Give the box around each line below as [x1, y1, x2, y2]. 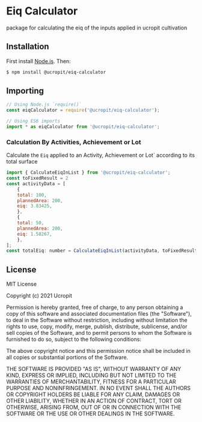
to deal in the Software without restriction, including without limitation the [6, 317, 188, 324]
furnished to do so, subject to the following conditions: [6, 335, 141, 343]
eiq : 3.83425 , [17, 203, 52, 209]
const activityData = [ [6, 180, 66, 187]
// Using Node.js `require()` [6, 102, 82, 108]
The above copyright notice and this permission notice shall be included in [6, 347, 191, 355]
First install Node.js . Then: [6, 57, 71, 64]
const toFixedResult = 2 [6, 176, 69, 182]
